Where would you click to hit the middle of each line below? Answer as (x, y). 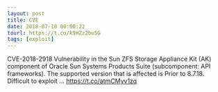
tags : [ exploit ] (31, 39)
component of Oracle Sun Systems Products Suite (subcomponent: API (109, 66)
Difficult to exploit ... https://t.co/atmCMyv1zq (72, 81)
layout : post (26, 13)
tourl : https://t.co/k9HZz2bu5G (54, 33)
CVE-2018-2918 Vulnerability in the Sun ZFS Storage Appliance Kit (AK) (109, 59)
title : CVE (23, 20)
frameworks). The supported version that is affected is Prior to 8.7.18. (106, 74)
